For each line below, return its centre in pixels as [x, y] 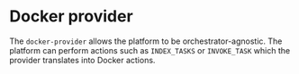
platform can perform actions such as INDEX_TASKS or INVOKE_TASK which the [150, 50]
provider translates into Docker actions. [82, 60]
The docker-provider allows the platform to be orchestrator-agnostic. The [146, 41]
